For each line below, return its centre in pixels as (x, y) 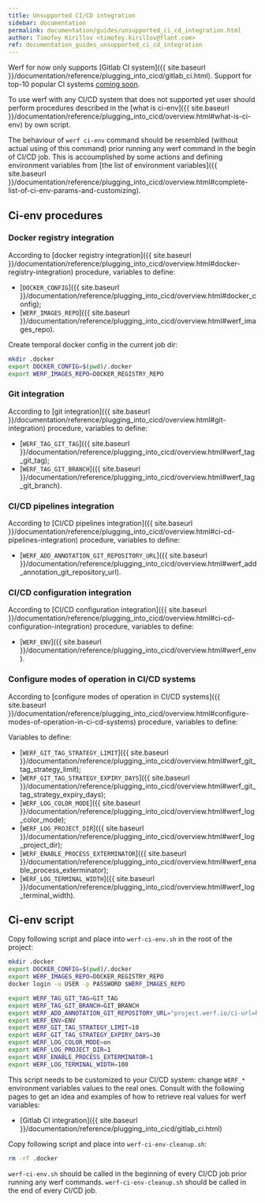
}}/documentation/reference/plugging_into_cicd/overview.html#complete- (128, 182)
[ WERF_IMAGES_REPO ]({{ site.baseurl (75, 312)
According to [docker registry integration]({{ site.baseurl (100, 255)
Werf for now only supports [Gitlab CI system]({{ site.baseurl (107, 67)
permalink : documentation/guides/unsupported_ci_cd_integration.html (125, 30)
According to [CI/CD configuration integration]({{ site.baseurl (108, 610)
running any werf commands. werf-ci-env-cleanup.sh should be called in (127, 1182)
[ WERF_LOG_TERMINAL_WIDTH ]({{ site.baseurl (87, 878)
